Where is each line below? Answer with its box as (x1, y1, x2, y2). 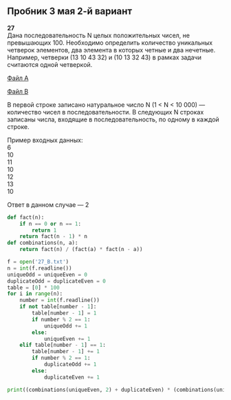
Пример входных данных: (7, 136, 83, 144)
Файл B (7, 87, 29, 95)
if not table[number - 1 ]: (19, 303, 97, 310)
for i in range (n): (7, 290, 63, 297)
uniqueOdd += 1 (43, 322, 88, 330)
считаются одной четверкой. (7, 60, 93, 68)
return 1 (32, 227, 57, 234)
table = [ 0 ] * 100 (7, 284, 60, 291)
